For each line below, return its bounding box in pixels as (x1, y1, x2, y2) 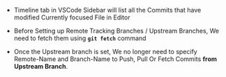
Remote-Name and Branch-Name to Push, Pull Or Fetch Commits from (13, 55, 218, 63)
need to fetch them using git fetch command (13, 34, 146, 42)
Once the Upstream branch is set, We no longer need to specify (13, 48, 197, 55)
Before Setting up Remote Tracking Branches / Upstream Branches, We (13, 27, 220, 35)
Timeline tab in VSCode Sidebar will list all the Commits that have (13, 6, 202, 14)
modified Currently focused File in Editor (13, 13, 130, 22)
